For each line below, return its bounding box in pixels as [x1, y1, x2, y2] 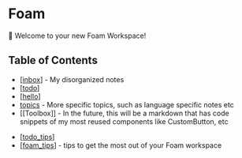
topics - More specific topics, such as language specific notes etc [19, 100, 234, 109]
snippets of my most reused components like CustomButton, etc [19, 116, 229, 126]
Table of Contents [8, 54, 99, 67]
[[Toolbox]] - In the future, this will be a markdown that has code [19, 108, 230, 118]
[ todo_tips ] [19, 132, 55, 141]
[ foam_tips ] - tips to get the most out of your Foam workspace [19, 140, 222, 150]
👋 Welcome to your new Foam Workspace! [8, 31, 147, 40]
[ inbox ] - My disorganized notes [19, 74, 125, 84]
